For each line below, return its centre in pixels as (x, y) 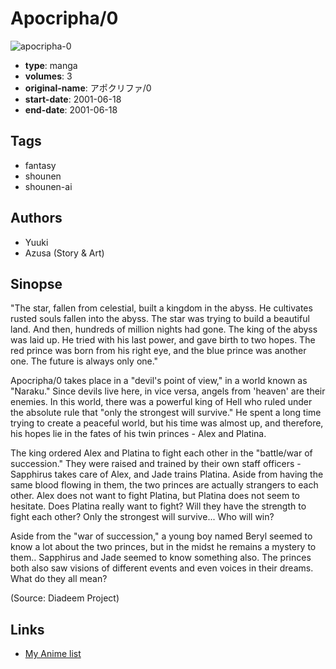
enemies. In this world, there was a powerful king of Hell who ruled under (161, 402)
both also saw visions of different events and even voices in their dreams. (162, 568)
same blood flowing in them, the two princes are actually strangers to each (164, 485)
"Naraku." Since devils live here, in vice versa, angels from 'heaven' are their (168, 391)
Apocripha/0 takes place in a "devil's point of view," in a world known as (159, 381)
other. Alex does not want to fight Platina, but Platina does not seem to (155, 496)
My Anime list (53, 654)
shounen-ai (48, 186)
